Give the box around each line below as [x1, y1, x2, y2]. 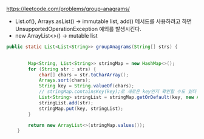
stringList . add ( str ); [38, 100, 94, 106]
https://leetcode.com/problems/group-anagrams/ [6, 5, 131, 12]
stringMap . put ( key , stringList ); [38, 106, 123, 112]
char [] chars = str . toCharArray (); [38, 72, 129, 78]
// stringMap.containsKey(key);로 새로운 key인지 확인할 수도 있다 [38, 89, 197, 95]
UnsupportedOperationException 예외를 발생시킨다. [15, 25, 141, 32]
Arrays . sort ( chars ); [38, 77, 91, 84]
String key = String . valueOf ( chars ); [38, 83, 135, 89]
